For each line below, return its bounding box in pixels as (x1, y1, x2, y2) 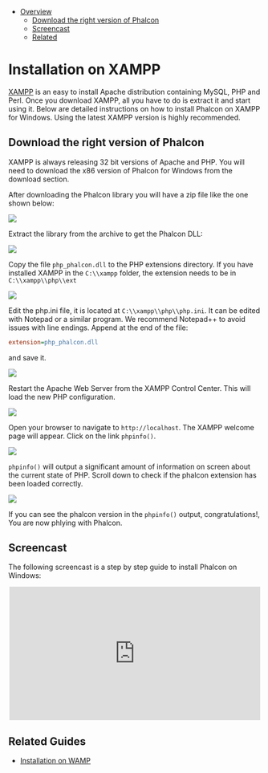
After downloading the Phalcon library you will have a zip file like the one (8, 189, 249, 199)
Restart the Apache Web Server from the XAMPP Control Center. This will (8, 383, 251, 393)
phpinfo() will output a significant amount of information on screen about (8, 462, 251, 471)
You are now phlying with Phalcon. (8, 518, 123, 527)
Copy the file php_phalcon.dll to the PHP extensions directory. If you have (8, 259, 254, 269)
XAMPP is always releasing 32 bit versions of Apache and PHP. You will (8, 157, 245, 167)
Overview (19, 7, 52, 16)
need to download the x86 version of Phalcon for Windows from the (8, 165, 233, 175)
